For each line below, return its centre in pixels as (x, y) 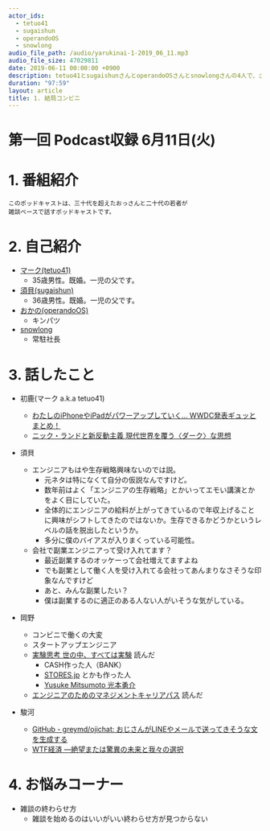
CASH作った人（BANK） (85, 665)
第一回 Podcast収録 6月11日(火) (112, 140)
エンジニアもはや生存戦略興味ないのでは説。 (106, 470)
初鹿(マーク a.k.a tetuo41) (62, 398)
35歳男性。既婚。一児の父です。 (85, 280)
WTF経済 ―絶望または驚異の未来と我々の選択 (108, 750)
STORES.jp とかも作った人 (87, 675)
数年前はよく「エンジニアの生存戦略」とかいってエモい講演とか (149, 490)
